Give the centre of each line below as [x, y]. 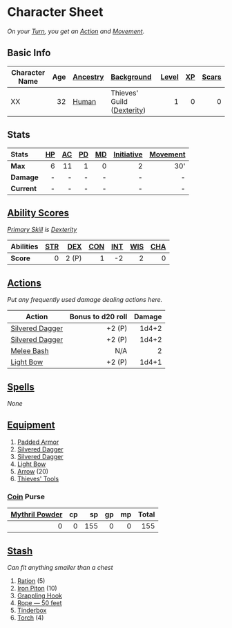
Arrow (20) [33, 471]
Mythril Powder [37, 514]
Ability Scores [38, 213]
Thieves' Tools [38, 478]
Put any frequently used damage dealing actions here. [85, 300]
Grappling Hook [39, 595]
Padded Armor [38, 442]
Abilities [25, 246]
